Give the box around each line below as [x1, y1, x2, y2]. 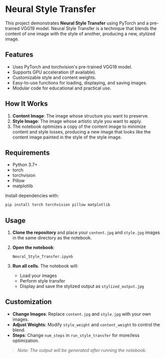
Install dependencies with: [5, 192, 59, 198]
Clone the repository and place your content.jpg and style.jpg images [12, 229, 161, 235]
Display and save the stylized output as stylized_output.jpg [19, 283, 145, 289]
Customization [5, 297, 52, 306]
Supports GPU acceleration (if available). [12, 69, 96, 75]
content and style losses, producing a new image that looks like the [12, 128, 151, 134]
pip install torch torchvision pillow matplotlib [5, 202, 111, 207]
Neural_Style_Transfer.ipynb [12, 254, 73, 259]
